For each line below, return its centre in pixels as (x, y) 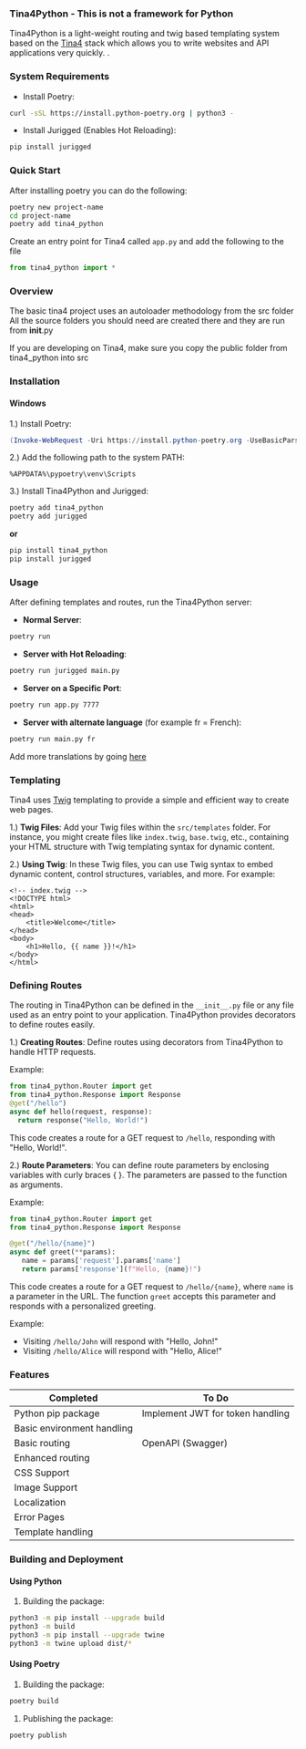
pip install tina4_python (58, 551)
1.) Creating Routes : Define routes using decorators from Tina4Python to (147, 1042)
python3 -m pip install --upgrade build (87, 1618)
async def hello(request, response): (81, 1112)
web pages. (31, 810)
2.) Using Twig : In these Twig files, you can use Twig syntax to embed (141, 864)
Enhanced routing (52, 1458)
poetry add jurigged (49, 517)
